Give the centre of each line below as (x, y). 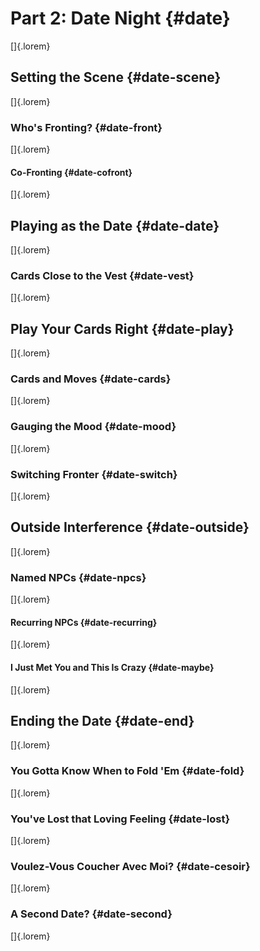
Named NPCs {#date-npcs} (78, 577)
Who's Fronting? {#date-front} (86, 127)
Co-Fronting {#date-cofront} (71, 172)
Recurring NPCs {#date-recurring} (84, 622)
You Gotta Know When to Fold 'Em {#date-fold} (127, 771)
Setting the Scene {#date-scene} (116, 77)
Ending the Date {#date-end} (102, 720)
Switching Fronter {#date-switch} (94, 474)
